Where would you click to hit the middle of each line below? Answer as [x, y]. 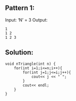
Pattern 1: [20, 8]
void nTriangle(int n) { [30, 64]
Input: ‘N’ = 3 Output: [26, 20]
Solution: [19, 53]
